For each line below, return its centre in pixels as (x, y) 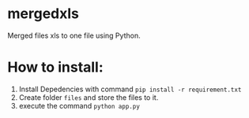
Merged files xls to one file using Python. (74, 35)
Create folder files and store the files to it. (89, 97)
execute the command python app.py (79, 105)
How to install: (55, 67)
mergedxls (43, 14)
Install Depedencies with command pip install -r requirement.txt (130, 89)
